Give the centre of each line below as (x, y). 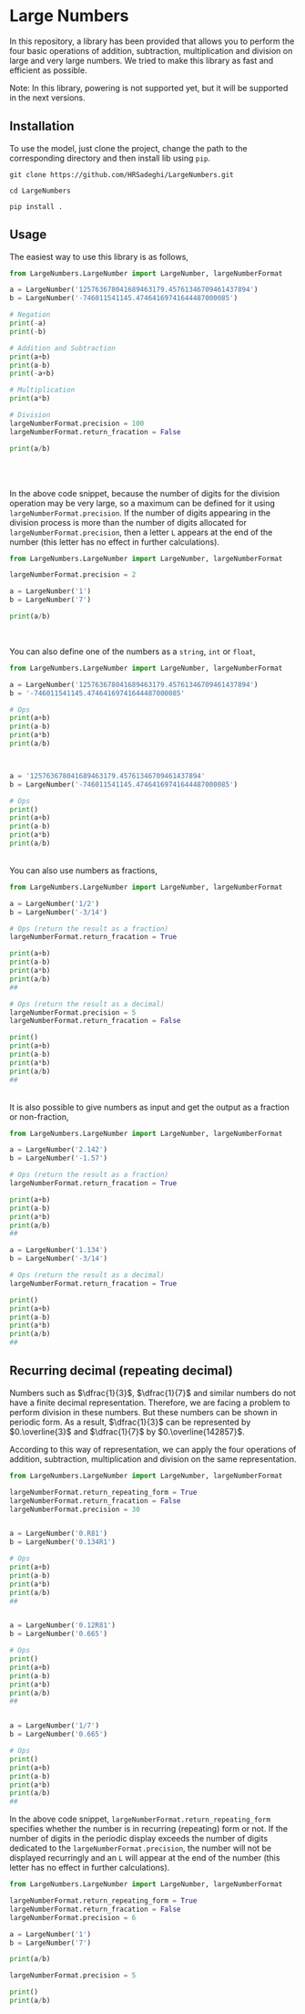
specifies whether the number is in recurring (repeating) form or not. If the (149, 1829)
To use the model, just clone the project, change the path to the (128, 148)
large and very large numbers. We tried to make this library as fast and (142, 60)
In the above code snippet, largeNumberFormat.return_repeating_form (140, 1819)
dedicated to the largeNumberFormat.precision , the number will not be (141, 1848)
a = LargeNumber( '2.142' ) (58, 1150)
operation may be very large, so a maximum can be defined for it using (142, 503)
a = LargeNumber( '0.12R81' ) (63, 1625)
